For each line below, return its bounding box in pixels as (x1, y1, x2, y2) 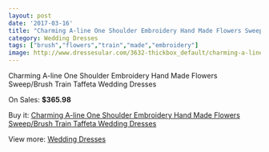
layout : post (8, 11, 52, 20)
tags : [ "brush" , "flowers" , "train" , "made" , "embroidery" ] (8, 42, 199, 50)
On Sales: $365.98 (8, 95, 72, 104)
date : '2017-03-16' (8, 19, 74, 27)
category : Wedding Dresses (8, 34, 98, 42)
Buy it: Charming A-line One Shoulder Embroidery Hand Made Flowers (8, 110, 240, 120)
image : (8, 49, 30, 57)
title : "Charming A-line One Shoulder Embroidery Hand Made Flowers (8, 26, 242, 34)
